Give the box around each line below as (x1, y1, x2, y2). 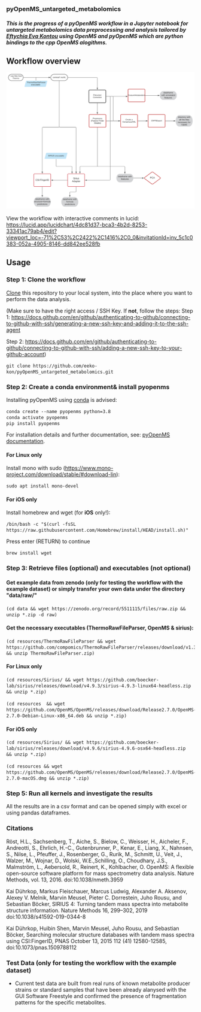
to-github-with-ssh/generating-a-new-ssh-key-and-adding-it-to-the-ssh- (6, 320, 189, 327)
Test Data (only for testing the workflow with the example (6, 959, 176, 967)
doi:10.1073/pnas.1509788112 (6, 944, 77, 951)
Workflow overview (6, 56, 81, 66)
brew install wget (6, 550, 52, 556)
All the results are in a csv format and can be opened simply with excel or (6, 803, 187, 810)
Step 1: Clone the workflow (6, 275, 86, 284)
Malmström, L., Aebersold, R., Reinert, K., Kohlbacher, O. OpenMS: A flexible (6, 863, 194, 870)
